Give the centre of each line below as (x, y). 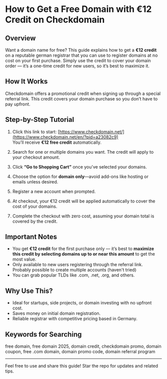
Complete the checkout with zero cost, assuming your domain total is (83, 216)
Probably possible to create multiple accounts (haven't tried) (74, 270)
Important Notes (31, 237)
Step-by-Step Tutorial (40, 120)
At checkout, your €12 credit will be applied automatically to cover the (84, 201)
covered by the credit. (35, 221)
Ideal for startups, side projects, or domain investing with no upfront (82, 303)
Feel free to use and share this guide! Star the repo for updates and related (82, 366)
